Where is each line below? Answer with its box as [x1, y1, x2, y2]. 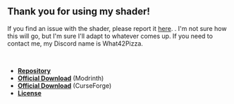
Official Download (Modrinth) [17, 74, 104, 82]
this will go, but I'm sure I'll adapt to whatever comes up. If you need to [7, 32, 214, 40]
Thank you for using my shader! [7, 6, 150, 18]
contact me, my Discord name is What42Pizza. [7, 39, 143, 48]
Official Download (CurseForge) [17, 81, 112, 90]
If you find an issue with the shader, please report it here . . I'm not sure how [7, 24, 227, 32]
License [17, 89, 42, 97]
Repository [17, 66, 51, 74]
